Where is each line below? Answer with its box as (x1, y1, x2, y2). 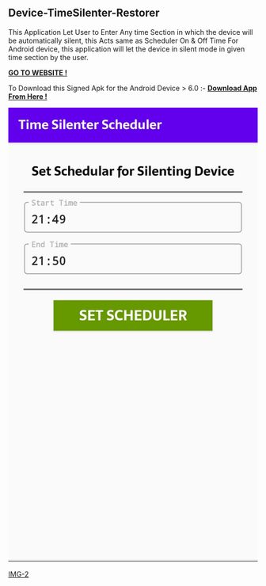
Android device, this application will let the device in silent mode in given (8, 44, 245, 54)
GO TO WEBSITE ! (8, 67, 67, 78)
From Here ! (8, 91, 47, 101)
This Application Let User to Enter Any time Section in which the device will (8, 27, 253, 36)
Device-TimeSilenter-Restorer (8, 6, 160, 20)
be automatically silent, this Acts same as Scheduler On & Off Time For (8, 36, 239, 45)
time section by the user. (8, 52, 89, 62)
